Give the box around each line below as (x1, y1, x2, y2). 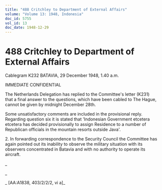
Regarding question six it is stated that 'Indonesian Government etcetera (5, 116, 150, 122)
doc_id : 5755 (5, 16, 32, 21)
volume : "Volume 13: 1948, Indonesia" (5, 12, 84, 17)
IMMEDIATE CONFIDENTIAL (5, 82, 62, 88)
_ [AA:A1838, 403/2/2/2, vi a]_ (5, 180, 66, 186)
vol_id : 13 (5, 20, 27, 26)
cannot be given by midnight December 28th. (5, 102, 96, 107)
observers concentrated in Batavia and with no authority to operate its (5, 146, 145, 152)
